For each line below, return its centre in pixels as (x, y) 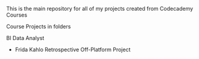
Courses (17, 15)
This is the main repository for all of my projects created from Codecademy (100, 9)
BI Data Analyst (25, 38)
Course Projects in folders (39, 27)
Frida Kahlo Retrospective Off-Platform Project (73, 49)
